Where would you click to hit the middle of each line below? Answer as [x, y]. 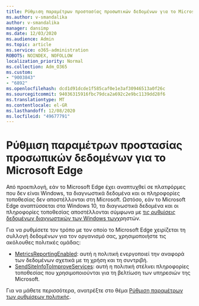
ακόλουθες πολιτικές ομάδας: [44, 243]
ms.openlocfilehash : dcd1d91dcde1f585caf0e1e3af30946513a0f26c [86, 89]
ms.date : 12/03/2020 [32, 34]
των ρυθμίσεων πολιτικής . [38, 297]
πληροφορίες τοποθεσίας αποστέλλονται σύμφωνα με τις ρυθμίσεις [91, 212]
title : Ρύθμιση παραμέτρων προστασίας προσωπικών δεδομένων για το [91, 12]
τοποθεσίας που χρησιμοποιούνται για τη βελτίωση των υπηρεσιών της [102, 273]
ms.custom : [20, 72]
